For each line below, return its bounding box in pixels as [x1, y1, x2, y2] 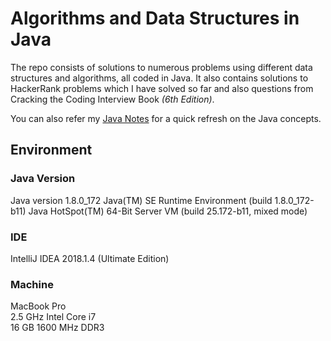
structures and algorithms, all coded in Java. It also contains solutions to [10, 72, 309, 84]
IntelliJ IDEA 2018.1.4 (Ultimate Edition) [10, 252, 170, 264]
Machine [10, 277, 54, 291]
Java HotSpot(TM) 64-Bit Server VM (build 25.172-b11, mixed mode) [28, 205, 308, 217]
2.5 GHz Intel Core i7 [10, 311, 97, 323]
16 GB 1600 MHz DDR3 [10, 322, 105, 334]
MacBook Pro [10, 300, 67, 312]
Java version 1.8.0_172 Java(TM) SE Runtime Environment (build [10, 194, 273, 206]
